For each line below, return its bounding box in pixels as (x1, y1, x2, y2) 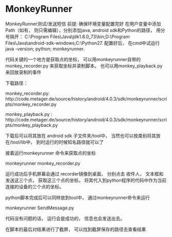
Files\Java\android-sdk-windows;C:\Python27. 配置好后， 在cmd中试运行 (5, 39, 160, 46)
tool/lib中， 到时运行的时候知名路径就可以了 (11, 139, 104, 145)
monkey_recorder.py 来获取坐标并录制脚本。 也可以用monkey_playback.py (5, 63, 163, 69)
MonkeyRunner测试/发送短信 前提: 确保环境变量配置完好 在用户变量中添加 (5, 21, 161, 27)
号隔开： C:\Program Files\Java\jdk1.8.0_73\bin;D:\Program (5, 33, 130, 39)
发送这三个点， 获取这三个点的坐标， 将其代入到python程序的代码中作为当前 (5, 177, 167, 183)
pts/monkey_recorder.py (5, 101, 57, 107)
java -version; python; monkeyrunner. (5, 46, 85, 52)
